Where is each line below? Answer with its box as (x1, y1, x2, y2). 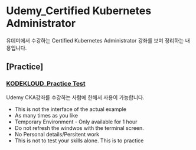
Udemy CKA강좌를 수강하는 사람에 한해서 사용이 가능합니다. (6, 93, 145, 101)
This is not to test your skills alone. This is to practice (14, 137, 144, 144)
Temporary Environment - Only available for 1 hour (14, 118, 138, 125)
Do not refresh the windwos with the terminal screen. (14, 124, 145, 131)
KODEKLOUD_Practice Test (6, 80, 86, 88)
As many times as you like (14, 112, 79, 119)
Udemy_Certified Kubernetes (6, 4, 152, 18)
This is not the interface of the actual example (14, 105, 127, 113)
